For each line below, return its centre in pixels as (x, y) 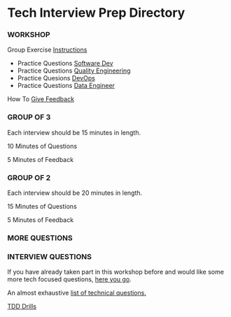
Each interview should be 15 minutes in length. (74, 132)
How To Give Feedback (41, 99)
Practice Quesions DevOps (56, 78)
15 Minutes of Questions (42, 207)
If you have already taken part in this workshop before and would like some (115, 272)
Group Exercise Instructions (47, 50)
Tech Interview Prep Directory (96, 13)
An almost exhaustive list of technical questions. (77, 293)
